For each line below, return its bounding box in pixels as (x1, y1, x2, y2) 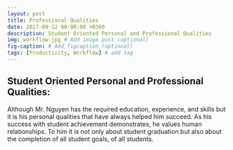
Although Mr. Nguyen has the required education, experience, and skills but (7, 104, 226, 113)
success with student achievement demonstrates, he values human (7, 120, 202, 128)
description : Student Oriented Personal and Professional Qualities (7, 29, 212, 37)
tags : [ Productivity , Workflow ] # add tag (7, 50, 133, 57)
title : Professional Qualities (7, 17, 99, 24)
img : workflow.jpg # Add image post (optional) (7, 36, 149, 43)
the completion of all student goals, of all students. (7, 135, 154, 143)
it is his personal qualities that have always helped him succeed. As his (7, 112, 212, 121)
